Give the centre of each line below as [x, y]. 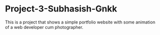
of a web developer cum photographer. [44, 27]
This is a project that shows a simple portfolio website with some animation [80, 22]
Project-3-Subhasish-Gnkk [61, 9]
